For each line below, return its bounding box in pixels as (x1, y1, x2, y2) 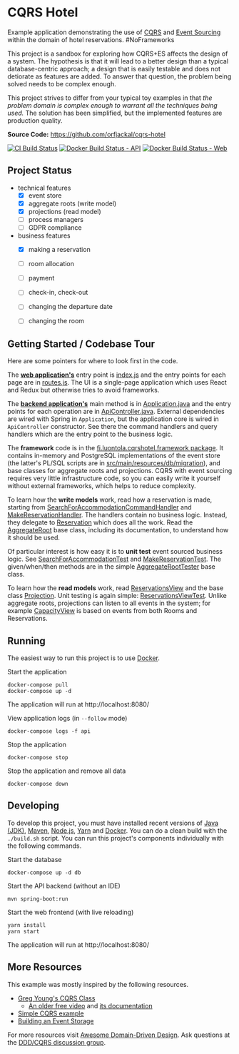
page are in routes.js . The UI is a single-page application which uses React (7, 378, 227, 387)
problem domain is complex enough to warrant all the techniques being (7, 101, 218, 109)
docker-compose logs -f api (7, 728, 91, 735)
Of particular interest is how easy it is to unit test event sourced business (7, 547, 223, 556)
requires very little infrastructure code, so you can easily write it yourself (7, 474, 221, 482)
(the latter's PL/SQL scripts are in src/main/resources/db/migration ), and (7, 459, 221, 467)
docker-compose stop (7, 754, 69, 761)
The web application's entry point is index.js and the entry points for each (7, 370, 226, 379)
